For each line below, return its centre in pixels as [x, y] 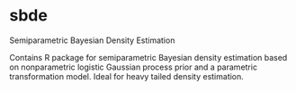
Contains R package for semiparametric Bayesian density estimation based [148, 57]
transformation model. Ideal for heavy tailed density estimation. [127, 76]
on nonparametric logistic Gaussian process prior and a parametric [134, 67]
